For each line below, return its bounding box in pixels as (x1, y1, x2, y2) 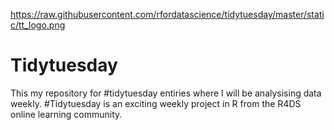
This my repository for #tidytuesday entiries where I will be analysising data (10, 87, 322, 99)
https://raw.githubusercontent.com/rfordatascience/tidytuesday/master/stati (10, 9, 325, 20)
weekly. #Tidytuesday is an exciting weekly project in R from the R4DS (10, 97, 302, 109)
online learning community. (10, 108, 123, 120)
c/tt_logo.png (10, 19, 66, 31)
